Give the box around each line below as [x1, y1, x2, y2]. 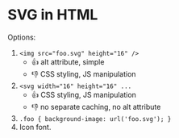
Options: [7, 32, 36, 42]
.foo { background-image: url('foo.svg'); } [19, 115, 172, 123]
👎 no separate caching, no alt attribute [31, 102, 161, 111]
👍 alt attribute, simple [31, 56, 105, 66]
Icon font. [19, 122, 52, 132]
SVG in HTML [7, 6, 98, 24]
